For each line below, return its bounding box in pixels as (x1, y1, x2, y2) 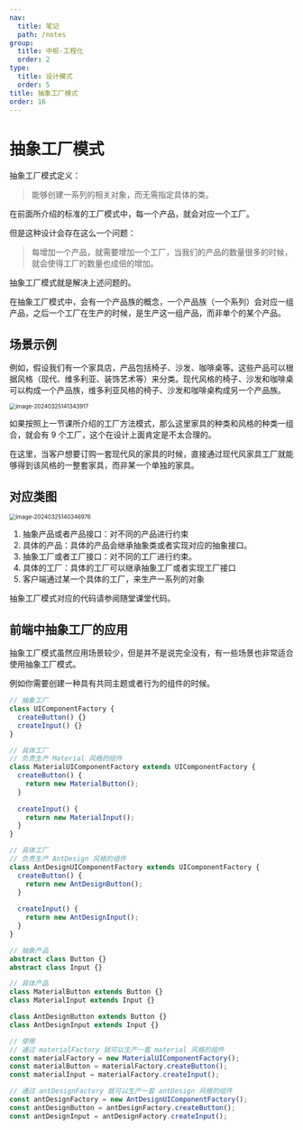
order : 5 (17, 80, 50, 89)
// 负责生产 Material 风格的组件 (9, 754, 124, 763)
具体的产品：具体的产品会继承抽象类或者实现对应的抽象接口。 (22, 540, 252, 551)
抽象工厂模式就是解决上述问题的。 (9, 277, 136, 289)
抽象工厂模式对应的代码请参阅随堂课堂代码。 (9, 593, 176, 604)
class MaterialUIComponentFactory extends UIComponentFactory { (9, 763, 256, 772)
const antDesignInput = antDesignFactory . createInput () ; (9, 1111, 228, 1121)
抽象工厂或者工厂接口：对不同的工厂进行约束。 (22, 551, 197, 562)
